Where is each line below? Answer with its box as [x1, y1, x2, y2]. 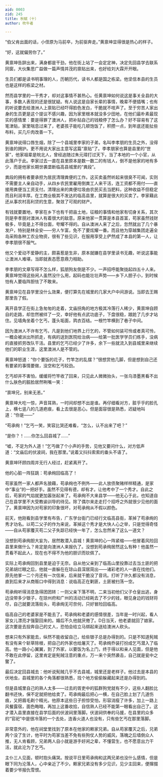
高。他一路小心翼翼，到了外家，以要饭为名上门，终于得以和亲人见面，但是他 [5, 646, 158, 652]
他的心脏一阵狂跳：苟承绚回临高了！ [5, 470, 78, 476]
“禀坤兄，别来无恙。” [5, 390, 45, 396]
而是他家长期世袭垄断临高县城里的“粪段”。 [13, 164, 98, 170]
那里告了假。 [5, 295, 31, 301]
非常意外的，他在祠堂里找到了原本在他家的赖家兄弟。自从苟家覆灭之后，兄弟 [5, 726, 158, 732]
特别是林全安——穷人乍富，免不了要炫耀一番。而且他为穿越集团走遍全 [17, 227, 158, 233]
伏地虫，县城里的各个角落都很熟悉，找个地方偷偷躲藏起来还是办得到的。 [5, 675, 149, 681]
